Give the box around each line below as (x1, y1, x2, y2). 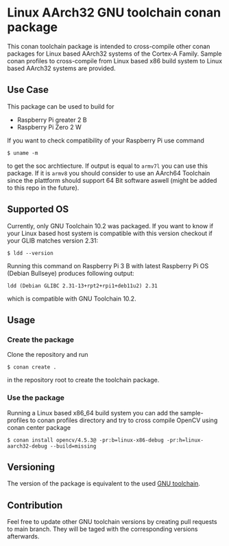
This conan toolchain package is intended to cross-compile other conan (7, 42, 210, 50)
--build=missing (50, 442, 97, 450)
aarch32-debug (7, 442, 48, 450)
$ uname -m (7, 149, 38, 156)
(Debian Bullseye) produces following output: (7, 269, 135, 277)
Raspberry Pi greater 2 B (16, 116, 87, 124)
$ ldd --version (7, 250, 53, 256)
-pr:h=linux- (167, 437, 204, 444)
